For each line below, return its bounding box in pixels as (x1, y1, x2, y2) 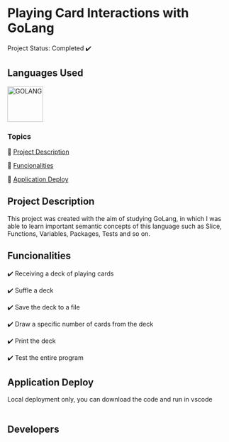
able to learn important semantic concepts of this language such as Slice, (7, 222, 222, 230)
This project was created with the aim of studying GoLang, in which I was (7, 214, 222, 222)
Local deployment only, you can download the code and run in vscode (7, 395, 213, 404)
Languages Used (7, 67, 84, 79)
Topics (7, 131, 32, 141)
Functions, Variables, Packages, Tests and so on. (7, 229, 151, 238)
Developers (7, 423, 60, 435)
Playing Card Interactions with (7, 5, 189, 21)
